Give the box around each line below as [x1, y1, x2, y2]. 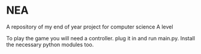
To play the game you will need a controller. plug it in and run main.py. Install [6, 34, 195, 42]
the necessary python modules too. [6, 41, 94, 48]
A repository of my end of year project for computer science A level [6, 23, 173, 30]
